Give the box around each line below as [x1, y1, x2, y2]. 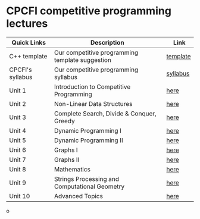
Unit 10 [9, 192, 30, 200]
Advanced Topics [54, 192, 103, 200]
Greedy [54, 117, 76, 125]
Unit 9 [9, 179, 27, 187]
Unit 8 [9, 165, 27, 173]
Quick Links [11, 38, 46, 46]
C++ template [9, 52, 48, 60]
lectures [6, 17, 48, 30]
